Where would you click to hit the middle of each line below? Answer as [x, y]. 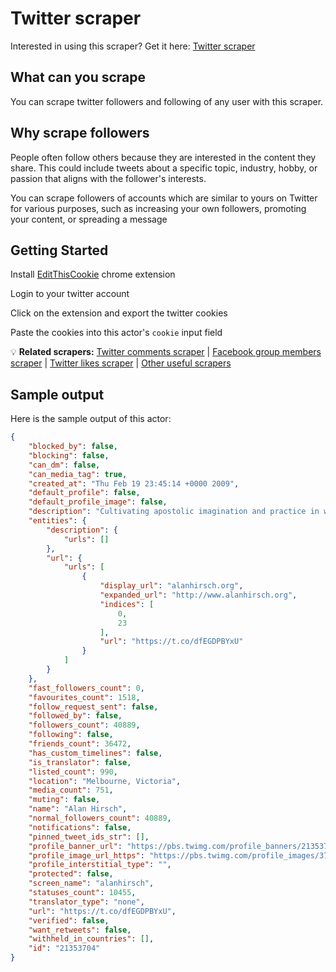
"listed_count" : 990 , [73, 772]
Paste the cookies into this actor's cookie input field [116, 333]
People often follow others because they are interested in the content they [163, 157]
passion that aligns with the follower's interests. [108, 178]
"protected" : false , [71, 874]
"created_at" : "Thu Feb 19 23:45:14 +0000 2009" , [134, 483]
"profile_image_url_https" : [86, 855]
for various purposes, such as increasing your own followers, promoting [158, 208]
